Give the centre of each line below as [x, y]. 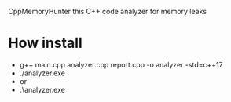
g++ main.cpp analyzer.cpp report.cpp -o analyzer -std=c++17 [121, 64]
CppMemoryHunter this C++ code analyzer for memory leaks [107, 11]
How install [45, 43]
